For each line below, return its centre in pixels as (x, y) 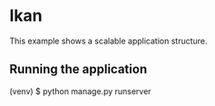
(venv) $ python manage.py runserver (80, 91)
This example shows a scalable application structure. (108, 41)
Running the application (78, 69)
